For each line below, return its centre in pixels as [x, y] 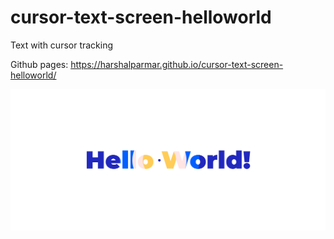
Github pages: [39, 64]
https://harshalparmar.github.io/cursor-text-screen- [177, 64]
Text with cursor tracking [62, 45]
